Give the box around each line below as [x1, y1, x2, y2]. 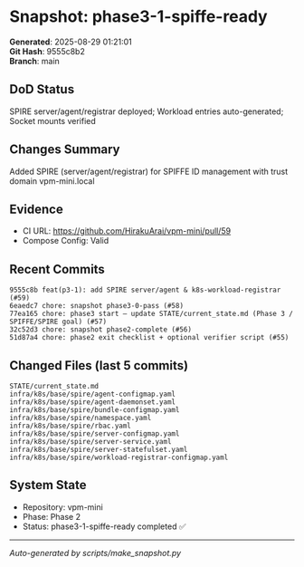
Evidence [9, 201, 63, 216]
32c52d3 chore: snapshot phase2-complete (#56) [9, 325, 193, 334]
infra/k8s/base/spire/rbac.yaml [9, 421, 131, 430]
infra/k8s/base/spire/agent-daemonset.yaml [9, 398, 176, 407]
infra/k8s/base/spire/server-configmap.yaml [9, 429, 180, 438]
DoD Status [9, 82, 75, 97]
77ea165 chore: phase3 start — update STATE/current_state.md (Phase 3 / [9, 310, 294, 319]
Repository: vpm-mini [22, 501, 104, 513]
